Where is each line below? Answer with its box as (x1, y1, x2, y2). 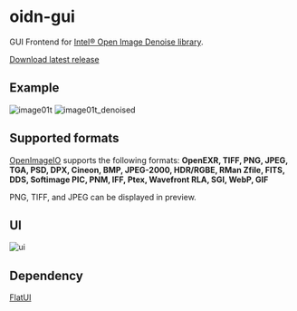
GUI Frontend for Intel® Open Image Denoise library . (9, 36, 204, 47)
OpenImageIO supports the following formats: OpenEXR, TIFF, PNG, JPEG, (9, 154, 288, 165)
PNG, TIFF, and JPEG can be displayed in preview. (9, 191, 196, 202)
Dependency (9, 267, 83, 283)
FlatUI (9, 292, 32, 303)
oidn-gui (9, 6, 75, 27)
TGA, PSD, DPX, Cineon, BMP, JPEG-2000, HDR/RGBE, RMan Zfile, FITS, (9, 164, 285, 175)
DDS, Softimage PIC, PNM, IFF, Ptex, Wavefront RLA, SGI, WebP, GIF (9, 174, 269, 185)
